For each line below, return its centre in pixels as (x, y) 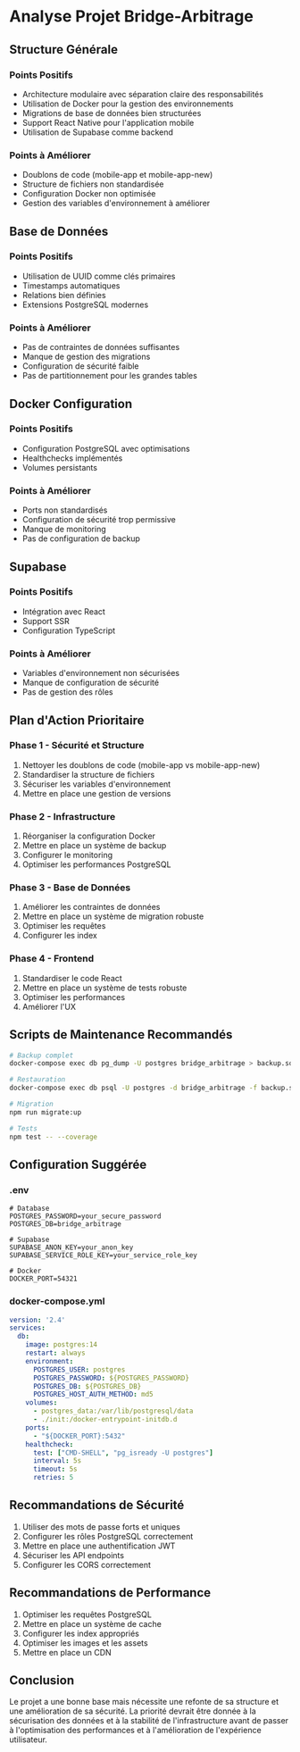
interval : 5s (57, 1461)
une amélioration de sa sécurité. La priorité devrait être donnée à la (133, 1711)
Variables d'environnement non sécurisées (101, 673)
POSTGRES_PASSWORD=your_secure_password (86, 1216)
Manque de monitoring (64, 530)
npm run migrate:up (46, 1112)
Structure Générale (64, 50)
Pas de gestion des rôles (67, 692)
